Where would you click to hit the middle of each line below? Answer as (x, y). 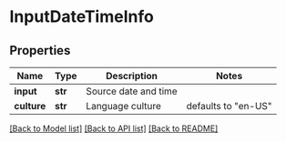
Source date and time (132, 91)
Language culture (124, 106)
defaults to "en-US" (229, 106)
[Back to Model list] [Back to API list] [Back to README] (114, 128)
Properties (40, 51)
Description (132, 76)
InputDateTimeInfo (82, 17)
